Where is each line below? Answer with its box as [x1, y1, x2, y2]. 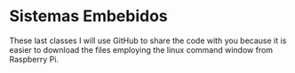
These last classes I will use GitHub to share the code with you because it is [9, 35, 287, 46]
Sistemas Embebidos [9, 6, 169, 26]
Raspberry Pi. [9, 54, 60, 64]
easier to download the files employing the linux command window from [9, 44, 274, 55]
